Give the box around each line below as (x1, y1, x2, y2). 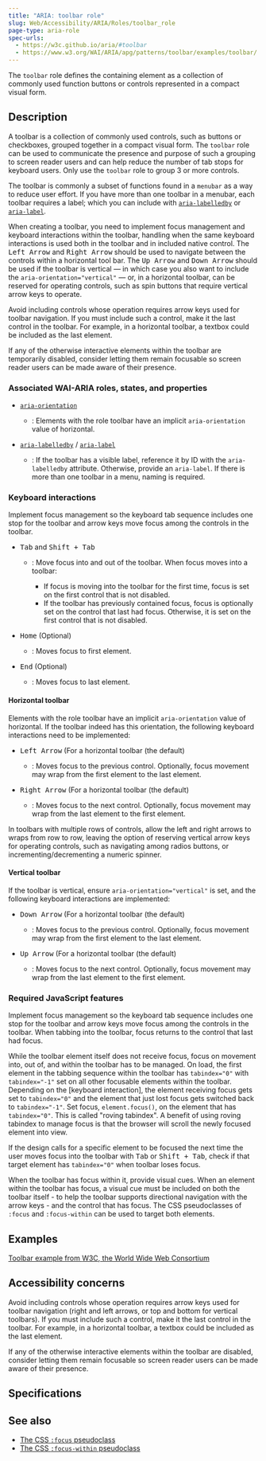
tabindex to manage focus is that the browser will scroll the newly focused (8, 1119, 252, 1129)
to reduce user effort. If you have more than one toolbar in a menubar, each (8, 189, 256, 199)
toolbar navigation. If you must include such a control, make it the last (8, 313, 236, 322)
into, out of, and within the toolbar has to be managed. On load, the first (8, 1060, 242, 1069)
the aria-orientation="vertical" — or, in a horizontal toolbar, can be (8, 272, 236, 282)
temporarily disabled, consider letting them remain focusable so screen (8, 354, 241, 363)
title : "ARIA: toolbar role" (8, 11, 105, 20)
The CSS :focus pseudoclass (19, 1435, 116, 1444)
